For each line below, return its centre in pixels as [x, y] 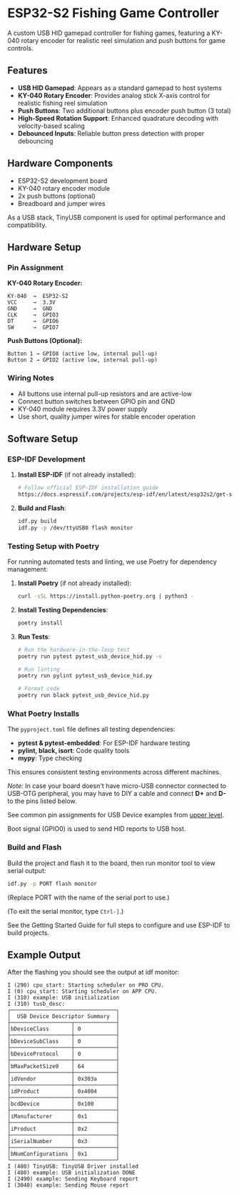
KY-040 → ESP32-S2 [38, 296]
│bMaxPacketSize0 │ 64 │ [63, 1067]
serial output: [27, 870]
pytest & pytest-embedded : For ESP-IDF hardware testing [104, 743]
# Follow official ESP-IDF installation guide [88, 488]
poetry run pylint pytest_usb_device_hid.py [85, 676]
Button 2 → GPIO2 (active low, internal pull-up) [83, 360]
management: [28, 569]
